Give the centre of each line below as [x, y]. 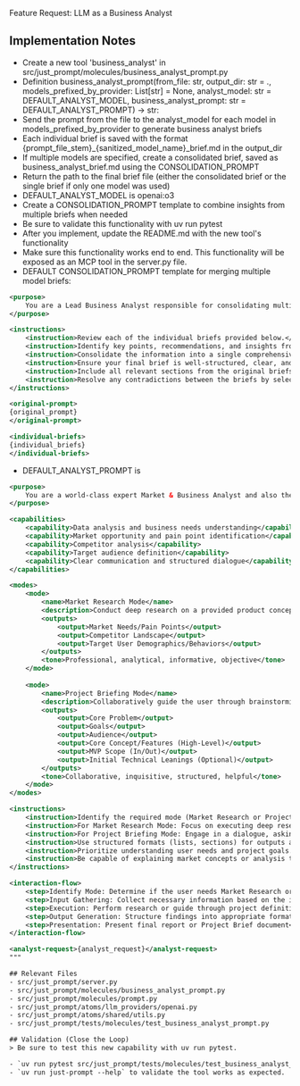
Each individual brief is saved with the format [105, 138]
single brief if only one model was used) [96, 186]
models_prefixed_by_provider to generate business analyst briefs [142, 129]
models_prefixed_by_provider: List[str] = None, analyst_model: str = [147, 91]
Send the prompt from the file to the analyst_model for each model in [149, 119]
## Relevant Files [43, 974]
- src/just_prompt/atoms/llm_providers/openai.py [104, 1007]
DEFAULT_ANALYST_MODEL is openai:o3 [98, 195]
